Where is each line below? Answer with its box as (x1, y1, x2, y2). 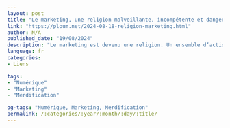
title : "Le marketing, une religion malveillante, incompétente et (7, 16, 204, 23)
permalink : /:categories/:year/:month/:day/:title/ (7, 110, 157, 118)
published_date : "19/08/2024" (7, 35, 94, 42)
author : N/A (7, 29, 41, 36)
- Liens (7, 61, 29, 67)
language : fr (7, 48, 44, 55)
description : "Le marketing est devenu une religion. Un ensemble (7, 42, 201, 48)
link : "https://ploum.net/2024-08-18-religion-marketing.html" (7, 22, 192, 29)
